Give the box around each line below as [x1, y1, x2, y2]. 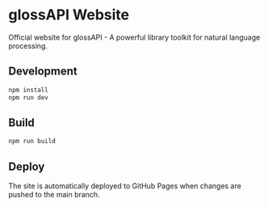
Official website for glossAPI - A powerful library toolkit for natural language [8, 32, 261, 42]
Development [8, 65, 78, 78]
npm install [8, 86, 48, 94]
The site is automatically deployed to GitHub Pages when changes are [8, 181, 242, 191]
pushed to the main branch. [8, 190, 100, 199]
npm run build [8, 137, 57, 146]
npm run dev [8, 93, 48, 102]
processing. [8, 40, 48, 50]
